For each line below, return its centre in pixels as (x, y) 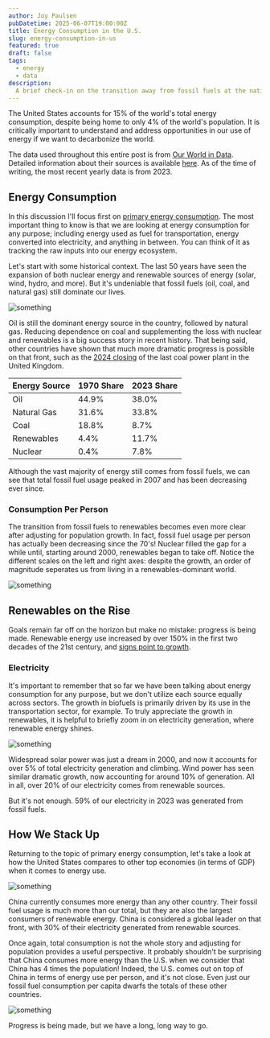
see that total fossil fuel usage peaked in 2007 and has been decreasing (128, 480)
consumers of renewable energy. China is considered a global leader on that (135, 919)
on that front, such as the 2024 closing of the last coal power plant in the (129, 357)
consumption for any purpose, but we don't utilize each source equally (125, 694)
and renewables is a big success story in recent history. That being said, (128, 340)
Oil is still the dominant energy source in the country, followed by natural (128, 323)
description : (30, 83)
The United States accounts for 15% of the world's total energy (112, 113)
